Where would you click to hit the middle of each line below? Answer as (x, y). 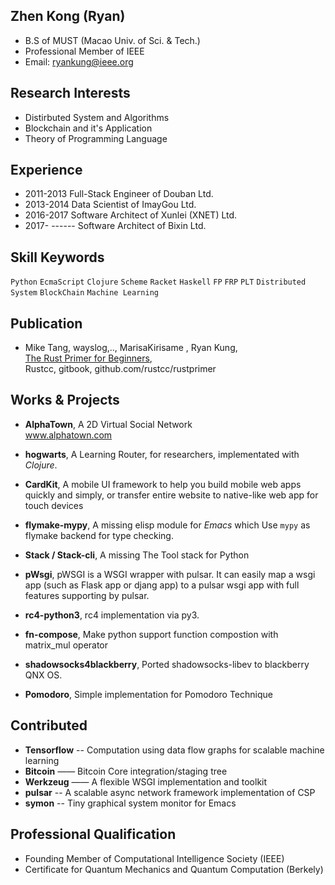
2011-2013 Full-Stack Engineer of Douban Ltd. (119, 194)
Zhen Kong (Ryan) (68, 16)
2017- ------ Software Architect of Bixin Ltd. (115, 226)
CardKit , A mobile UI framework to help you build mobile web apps (163, 484)
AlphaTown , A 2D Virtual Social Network (108, 424)
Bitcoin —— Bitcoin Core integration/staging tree (126, 771)
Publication (46, 323)
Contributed (49, 725)
